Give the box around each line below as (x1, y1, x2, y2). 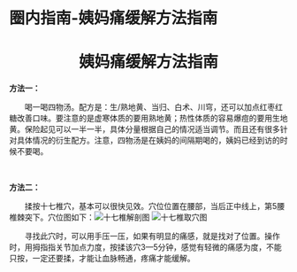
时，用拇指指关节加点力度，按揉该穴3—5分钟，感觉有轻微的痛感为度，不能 (9, 242, 282, 253)
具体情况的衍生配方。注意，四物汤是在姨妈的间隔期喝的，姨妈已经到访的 (16, 135, 280, 146)
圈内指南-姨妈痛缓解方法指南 (9, 8, 218, 28)
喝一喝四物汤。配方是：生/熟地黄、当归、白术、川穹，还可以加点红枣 (25, 102, 276, 113)
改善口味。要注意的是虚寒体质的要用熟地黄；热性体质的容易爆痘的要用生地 (16, 113, 288, 124)
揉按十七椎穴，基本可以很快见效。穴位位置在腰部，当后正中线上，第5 (25, 201, 278, 212)
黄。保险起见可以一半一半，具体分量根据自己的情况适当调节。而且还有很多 (9, 124, 280, 135)
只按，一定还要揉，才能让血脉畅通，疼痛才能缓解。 (9, 253, 195, 264)
